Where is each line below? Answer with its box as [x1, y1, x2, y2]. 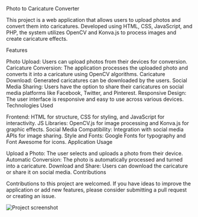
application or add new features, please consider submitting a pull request [6, 186, 187, 193]
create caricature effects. [6, 35, 68, 42]
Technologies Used [6, 102, 53, 108]
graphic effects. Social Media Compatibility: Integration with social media [6, 126, 184, 133]
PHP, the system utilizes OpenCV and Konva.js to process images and [6, 29, 177, 36]
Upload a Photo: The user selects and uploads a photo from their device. [6, 150, 183, 157]
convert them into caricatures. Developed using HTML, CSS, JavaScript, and [6, 23, 193, 29]
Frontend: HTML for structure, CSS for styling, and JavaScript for [6, 113, 165, 120]
